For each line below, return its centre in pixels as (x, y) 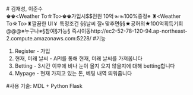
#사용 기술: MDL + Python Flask (45, 86)
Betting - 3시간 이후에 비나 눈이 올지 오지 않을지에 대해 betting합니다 (95, 66)
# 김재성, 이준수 (25, 9)
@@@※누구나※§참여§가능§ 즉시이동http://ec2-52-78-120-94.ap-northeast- (97, 31)
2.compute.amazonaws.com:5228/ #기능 (56, 38)
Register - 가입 (32, 51)
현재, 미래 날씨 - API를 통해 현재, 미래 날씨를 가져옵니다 (78, 58)
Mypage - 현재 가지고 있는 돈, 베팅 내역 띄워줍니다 (73, 73)
